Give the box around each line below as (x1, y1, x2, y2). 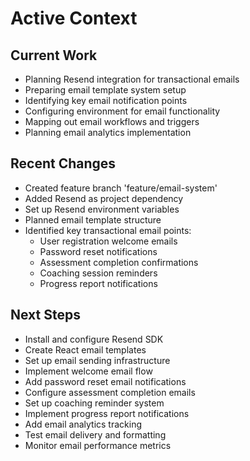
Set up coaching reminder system (24, 397, 165, 409)
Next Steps (10, 307, 81, 324)
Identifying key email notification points (24, 95, 188, 106)
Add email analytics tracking (24, 418, 143, 430)
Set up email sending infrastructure (24, 354, 171, 366)
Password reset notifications (39, 245, 158, 257)
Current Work (10, 47, 98, 64)
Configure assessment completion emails (24, 386, 196, 398)
